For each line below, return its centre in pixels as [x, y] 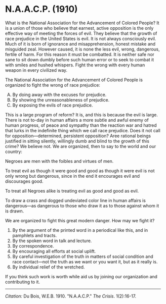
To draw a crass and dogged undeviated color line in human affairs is [75, 200]
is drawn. [15, 211]
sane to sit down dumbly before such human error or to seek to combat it [80, 59]
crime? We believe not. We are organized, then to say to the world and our [81, 146]
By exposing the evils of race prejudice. [52, 105]
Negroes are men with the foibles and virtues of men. [59, 161]
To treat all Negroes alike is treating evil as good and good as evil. [72, 191]
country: [14, 152]
